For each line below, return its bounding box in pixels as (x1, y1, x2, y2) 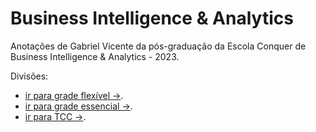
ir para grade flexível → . (24, 89, 124, 101)
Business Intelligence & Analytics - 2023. (10, 50, 180, 62)
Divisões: (10, 70, 49, 82)
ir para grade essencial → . (24, 100, 133, 112)
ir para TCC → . (24, 110, 87, 122)
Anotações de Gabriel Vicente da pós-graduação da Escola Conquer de (10, 40, 307, 52)
